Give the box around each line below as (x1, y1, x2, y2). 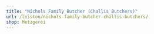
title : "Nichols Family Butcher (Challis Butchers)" (6, 8, 138, 14)
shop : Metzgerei (6, 19, 46, 25)
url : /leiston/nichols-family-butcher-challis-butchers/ (6, 14, 149, 20)
